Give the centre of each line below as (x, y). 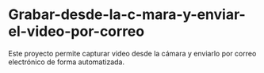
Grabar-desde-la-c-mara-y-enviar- (127, 15)
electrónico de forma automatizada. (67, 62)
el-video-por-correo (77, 31)
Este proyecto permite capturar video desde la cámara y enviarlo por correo (132, 53)
